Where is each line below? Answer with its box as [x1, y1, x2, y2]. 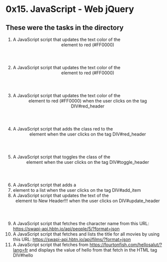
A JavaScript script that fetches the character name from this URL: [12, 221, 150, 226]
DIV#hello [12, 253, 33, 258]
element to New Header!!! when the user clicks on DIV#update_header [15, 198, 160, 204]
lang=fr [12, 247, 28, 253]
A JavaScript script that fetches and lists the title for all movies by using [12, 231, 160, 237]
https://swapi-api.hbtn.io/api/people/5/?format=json [12, 226, 120, 232]
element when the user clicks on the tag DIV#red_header [29, 131, 146, 137]
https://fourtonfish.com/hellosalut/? [89, 242, 162, 248]
